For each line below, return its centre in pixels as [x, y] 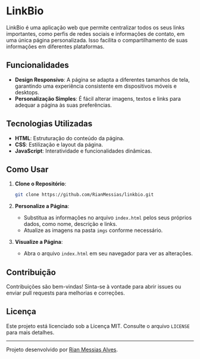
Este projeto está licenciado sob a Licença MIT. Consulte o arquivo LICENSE [98, 326]
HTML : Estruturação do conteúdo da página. [70, 138]
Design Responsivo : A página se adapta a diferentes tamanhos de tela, [102, 79]
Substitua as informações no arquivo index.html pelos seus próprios [108, 218]
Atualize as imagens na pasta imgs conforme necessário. [93, 230]
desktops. [27, 92]
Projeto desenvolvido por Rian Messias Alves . [62, 349]
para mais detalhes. [30, 332]
